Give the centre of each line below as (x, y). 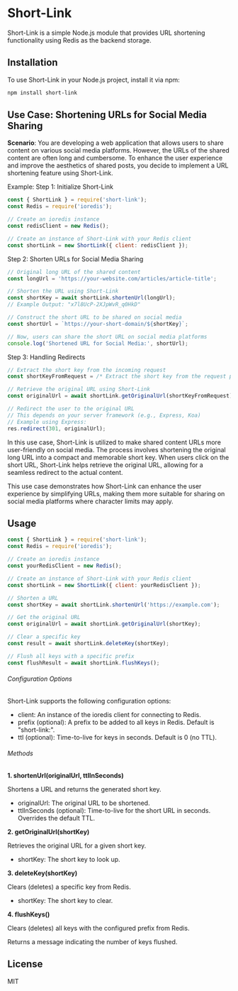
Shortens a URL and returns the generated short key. (84, 789)
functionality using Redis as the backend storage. (79, 40)
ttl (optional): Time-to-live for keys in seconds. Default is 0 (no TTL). (117, 737)
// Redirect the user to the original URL (71, 409)
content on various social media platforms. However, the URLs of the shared (119, 150)
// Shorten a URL (33, 598)
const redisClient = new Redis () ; (58, 226)
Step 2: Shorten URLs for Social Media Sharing (75, 259)
